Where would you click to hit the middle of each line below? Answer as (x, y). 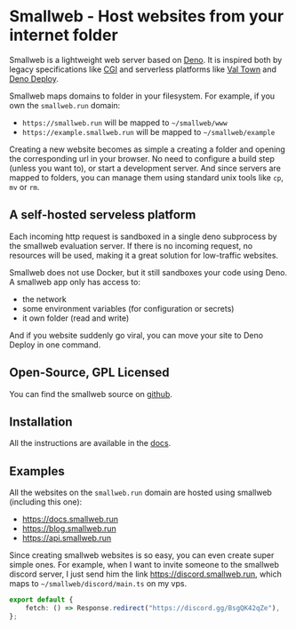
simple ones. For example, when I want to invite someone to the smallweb (144, 565)
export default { (41, 600)
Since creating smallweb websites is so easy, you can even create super (142, 555)
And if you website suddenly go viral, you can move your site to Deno (136, 335)
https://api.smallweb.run (67, 538)
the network (44, 299)
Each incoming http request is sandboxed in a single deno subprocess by (143, 236)
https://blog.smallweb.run (69, 529)
